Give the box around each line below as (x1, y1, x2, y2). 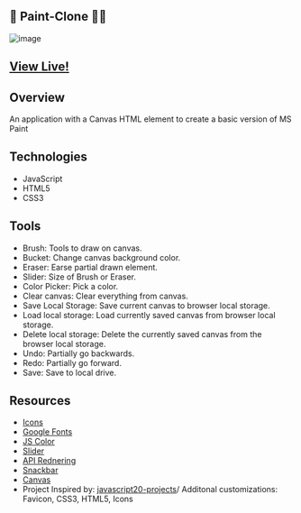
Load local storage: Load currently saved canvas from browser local (22, 309, 277, 320)
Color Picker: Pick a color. (22, 280, 119, 291)
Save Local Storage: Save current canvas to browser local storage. (22, 299, 270, 311)
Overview (9, 89, 66, 105)
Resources (9, 393, 71, 408)
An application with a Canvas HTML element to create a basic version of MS (9, 114, 292, 124)
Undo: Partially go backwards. (22, 348, 135, 359)
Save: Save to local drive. (22, 367, 117, 378)
